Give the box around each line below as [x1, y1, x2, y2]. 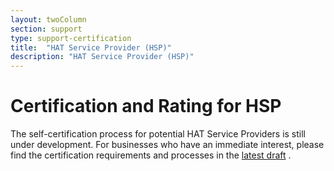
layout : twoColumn [10, 14, 87, 25]
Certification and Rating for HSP [10, 95, 282, 118]
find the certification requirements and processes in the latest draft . [10, 149, 292, 161]
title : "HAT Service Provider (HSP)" [10, 42, 172, 53]
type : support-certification [10, 33, 132, 43]
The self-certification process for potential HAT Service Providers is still [10, 128, 306, 140]
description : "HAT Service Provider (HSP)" [10, 52, 195, 62]
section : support [10, 24, 83, 34]
